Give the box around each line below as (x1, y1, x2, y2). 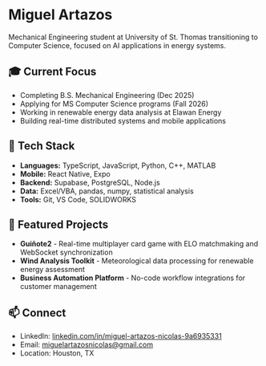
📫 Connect (8, 306, 66, 319)
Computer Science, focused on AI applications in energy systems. (8, 40, 227, 50)
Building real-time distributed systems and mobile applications (19, 116, 227, 125)
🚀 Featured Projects (8, 218, 109, 231)
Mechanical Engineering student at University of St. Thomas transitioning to (8, 32, 259, 42)
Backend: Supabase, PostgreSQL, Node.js (19, 177, 160, 187)
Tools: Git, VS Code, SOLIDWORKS (19, 194, 136, 204)
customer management (19, 282, 98, 291)
